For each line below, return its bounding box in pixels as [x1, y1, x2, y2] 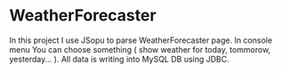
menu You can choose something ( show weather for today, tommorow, [9, 44, 271, 54]
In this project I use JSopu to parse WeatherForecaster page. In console [9, 35, 273, 45]
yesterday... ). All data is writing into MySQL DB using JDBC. [9, 53, 229, 64]
